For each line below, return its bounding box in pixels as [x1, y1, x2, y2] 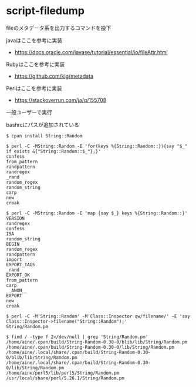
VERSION [6, 215, 25, 221]
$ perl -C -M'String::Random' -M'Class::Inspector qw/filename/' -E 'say [6, 313, 191, 319]
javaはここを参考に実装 [6, 37, 63, 44]
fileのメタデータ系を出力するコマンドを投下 [6, 24, 111, 31]
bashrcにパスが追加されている [6, 121, 79, 128]
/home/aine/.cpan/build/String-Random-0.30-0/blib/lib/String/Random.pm [6, 339, 188, 345]
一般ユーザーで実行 [6, 108, 52, 115]
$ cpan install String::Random [6, 133, 83, 139]
